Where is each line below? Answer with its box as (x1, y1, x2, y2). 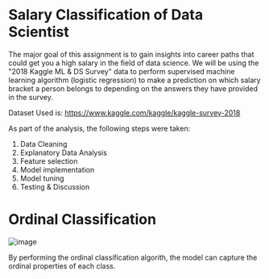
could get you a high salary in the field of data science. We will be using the (8, 58, 259, 68)
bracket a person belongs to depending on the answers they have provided (8, 83, 259, 94)
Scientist (8, 23, 70, 41)
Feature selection (19, 156, 78, 166)
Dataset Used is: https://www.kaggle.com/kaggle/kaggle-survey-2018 (8, 107, 241, 118)
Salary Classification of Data (8, 6, 204, 24)
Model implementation (19, 164, 95, 174)
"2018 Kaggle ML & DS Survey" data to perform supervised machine (8, 66, 235, 76)
